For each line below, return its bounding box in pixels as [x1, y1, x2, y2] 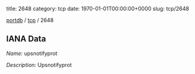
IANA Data [6, 34, 46, 44]
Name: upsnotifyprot [6, 50, 58, 57]
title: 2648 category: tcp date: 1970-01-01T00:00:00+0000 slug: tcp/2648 [6, 5, 190, 12]
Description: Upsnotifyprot [6, 61, 72, 68]
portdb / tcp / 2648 [6, 17, 54, 23]
